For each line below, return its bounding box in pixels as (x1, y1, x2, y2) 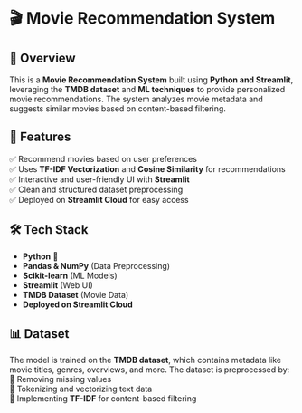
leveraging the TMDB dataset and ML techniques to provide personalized (9, 84, 286, 94)
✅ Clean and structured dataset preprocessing (9, 184, 184, 195)
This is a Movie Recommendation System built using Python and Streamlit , (9, 74, 294, 85)
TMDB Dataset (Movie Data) (22, 289, 129, 300)
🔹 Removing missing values (9, 374, 112, 385)
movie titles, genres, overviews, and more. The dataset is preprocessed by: (9, 364, 290, 375)
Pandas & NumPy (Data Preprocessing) (22, 260, 170, 271)
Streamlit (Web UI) (22, 279, 93, 291)
